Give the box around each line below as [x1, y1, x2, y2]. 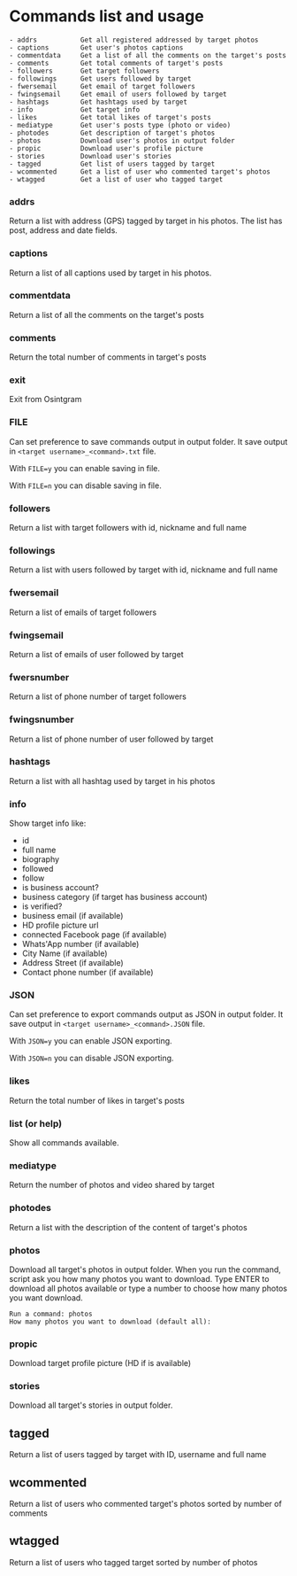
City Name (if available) [21, 948, 108, 959]
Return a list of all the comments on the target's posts [9, 309, 205, 320]
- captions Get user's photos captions [9, 43, 184, 52]
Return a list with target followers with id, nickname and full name [9, 523, 247, 533]
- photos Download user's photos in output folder [9, 136, 236, 145]
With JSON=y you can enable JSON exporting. [9, 1036, 172, 1046]
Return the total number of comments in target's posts [9, 352, 207, 362]
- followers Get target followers [9, 66, 161, 75]
